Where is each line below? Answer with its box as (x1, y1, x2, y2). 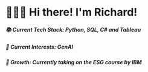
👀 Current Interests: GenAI (5, 43, 74, 50)
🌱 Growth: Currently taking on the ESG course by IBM (5, 58, 143, 65)
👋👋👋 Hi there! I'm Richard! (5, 5, 138, 19)
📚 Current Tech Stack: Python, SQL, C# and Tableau (5, 26, 141, 33)
